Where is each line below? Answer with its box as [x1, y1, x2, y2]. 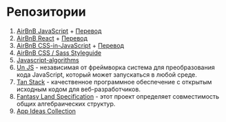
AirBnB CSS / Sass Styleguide [16, 49, 101, 57]
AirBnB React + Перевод [16, 34, 88, 42]
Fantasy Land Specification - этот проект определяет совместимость [16, 92, 220, 100]
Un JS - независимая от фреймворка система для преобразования [16, 63, 215, 71]
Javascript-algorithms [16, 56, 80, 64]
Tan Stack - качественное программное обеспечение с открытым [16, 77, 212, 86]
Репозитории [6, 4, 87, 20]
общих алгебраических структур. [16, 99, 116, 108]
